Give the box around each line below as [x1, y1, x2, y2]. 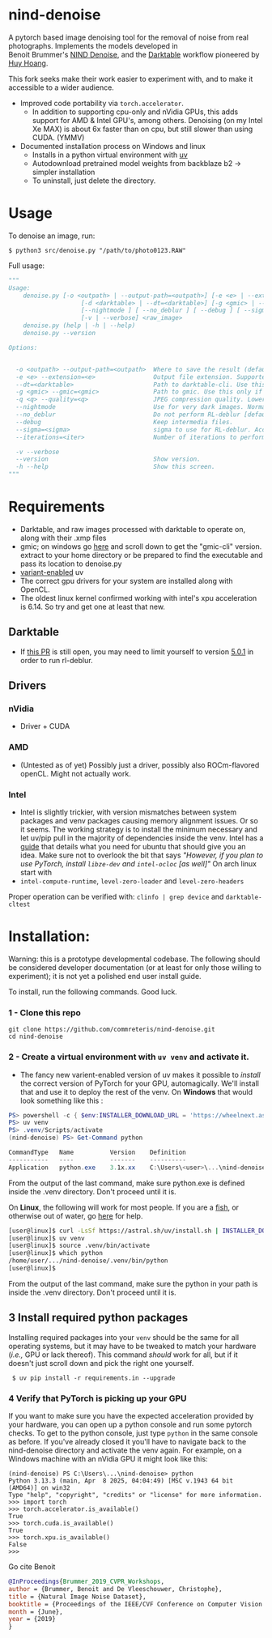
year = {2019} [8, 1615, 57, 1623]
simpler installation [32, 167, 96, 177]
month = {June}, [8, 1607, 63, 1616]
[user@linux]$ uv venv [8, 1234, 85, 1242]
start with [19, 868, 53, 878]
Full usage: [8, 261, 45, 270]
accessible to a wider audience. [8, 83, 115, 92]
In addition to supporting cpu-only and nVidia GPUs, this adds [32, 107, 239, 117]
